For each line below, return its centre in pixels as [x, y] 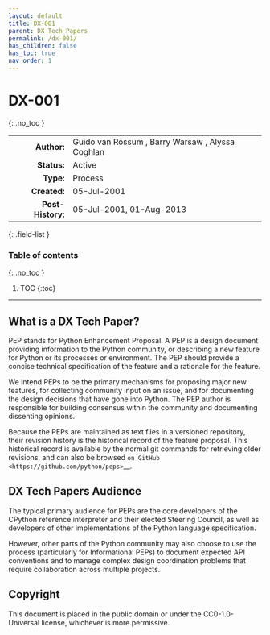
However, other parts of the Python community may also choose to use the [133, 543]
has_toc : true [32, 53]
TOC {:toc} [38, 288]
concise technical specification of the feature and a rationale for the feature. [135, 366]
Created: [48, 191]
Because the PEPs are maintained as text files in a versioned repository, [127, 431]
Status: [51, 164]
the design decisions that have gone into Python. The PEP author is [120, 399]
